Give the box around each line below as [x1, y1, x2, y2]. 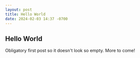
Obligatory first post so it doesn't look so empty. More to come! [5, 48, 136, 54]
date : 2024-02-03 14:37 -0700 [5, 16, 68, 21]
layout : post [5, 7, 32, 12]
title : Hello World [5, 12, 46, 17]
